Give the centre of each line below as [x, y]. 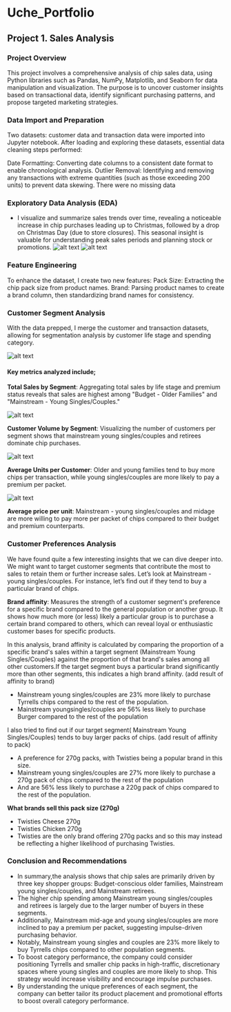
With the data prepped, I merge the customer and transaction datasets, [108, 328]
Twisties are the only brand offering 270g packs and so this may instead [120, 836]
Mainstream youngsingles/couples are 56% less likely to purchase [111, 709]
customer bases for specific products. [61, 631]
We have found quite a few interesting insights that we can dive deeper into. [115, 559]
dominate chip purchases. [44, 443]
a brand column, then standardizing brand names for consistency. [101, 295]
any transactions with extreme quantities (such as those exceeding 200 [109, 178]
